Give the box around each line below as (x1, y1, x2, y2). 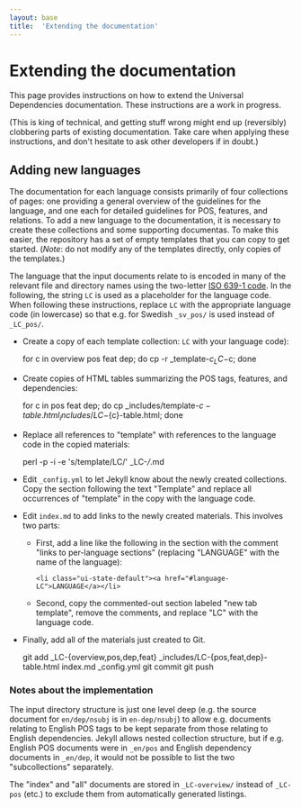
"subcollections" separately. (9, 762, 114, 773)
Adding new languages (9, 162, 141, 177)
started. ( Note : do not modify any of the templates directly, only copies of (9, 244, 281, 255)
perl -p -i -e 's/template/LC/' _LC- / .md (22, 456, 164, 467)
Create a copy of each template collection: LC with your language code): (22, 336, 289, 347)
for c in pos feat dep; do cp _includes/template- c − (22, 400, 211, 411)
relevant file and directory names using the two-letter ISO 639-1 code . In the (9, 280, 292, 291)
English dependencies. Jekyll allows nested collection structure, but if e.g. (9, 733, 285, 744)
